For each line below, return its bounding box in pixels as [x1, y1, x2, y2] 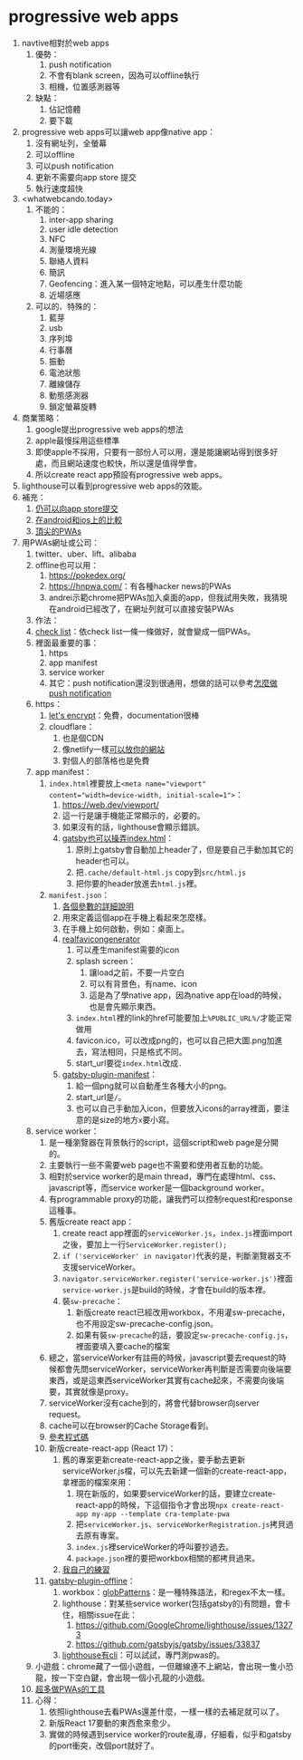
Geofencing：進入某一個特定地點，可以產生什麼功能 [48, 278, 243, 289]
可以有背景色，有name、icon [89, 978, 198, 989]
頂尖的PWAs [34, 526, 82, 537]
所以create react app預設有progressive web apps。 [34, 469, 227, 479]
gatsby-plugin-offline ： [48, 1575, 137, 1586]
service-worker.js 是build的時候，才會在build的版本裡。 [62, 1284, 271, 1295]
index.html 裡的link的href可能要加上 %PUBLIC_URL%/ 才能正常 [75, 1012, 293, 1023]
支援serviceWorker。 [62, 1262, 141, 1272]
